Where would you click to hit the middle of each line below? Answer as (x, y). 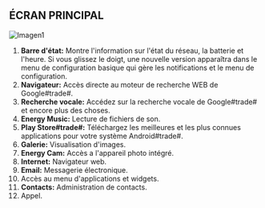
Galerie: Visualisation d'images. (73, 144)
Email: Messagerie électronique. (74, 169)
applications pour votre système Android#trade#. (102, 136)
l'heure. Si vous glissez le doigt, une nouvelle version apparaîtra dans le (139, 59)
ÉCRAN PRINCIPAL (56, 16)
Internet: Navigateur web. (64, 161)
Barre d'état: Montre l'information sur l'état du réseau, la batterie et (132, 51)
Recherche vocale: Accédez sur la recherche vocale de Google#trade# (139, 101)
